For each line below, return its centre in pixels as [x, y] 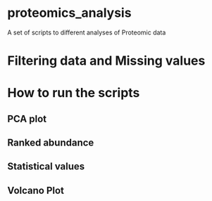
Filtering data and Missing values [106, 61]
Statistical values [46, 167]
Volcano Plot [36, 190]
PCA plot [27, 118]
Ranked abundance [51, 143]
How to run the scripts [74, 93]
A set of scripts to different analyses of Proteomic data [87, 32]
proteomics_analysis [69, 13]
